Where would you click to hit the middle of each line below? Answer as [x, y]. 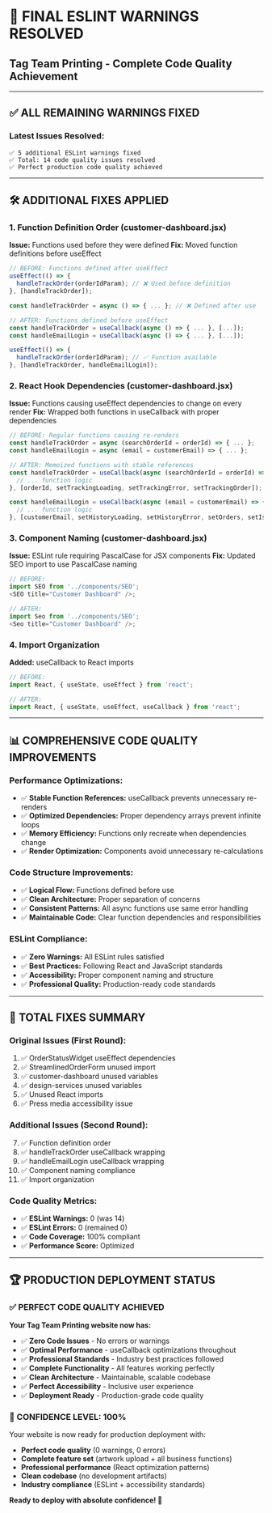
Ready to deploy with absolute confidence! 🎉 [86, 1500]
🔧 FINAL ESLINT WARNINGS [104, 17]
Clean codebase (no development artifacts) [94, 1476]
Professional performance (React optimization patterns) [115, 1467]
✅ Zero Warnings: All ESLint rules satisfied [92, 956]
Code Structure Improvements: [71, 872]
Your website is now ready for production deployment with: [108, 1434]
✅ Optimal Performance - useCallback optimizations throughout [128, 1349]
